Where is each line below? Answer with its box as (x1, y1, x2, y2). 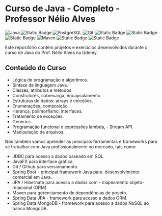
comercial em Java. (12, 174, 52, 180)
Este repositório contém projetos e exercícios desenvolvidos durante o (5, 44, 148, 50)
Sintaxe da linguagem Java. (12, 82, 68, 88)
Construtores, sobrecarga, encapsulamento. (12, 92, 102, 98)
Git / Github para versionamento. (12, 163, 79, 169)
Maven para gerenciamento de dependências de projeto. (12, 189, 128, 195)
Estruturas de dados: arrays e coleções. (12, 98, 93, 104)
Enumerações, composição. (12, 103, 69, 108)
